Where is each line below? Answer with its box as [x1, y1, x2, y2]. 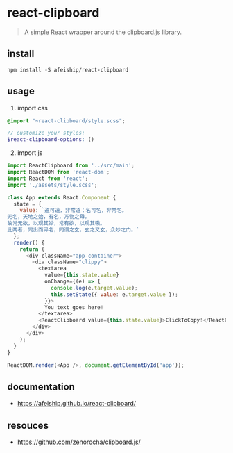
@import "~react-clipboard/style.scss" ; [7, 117, 126, 124]
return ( [19, 245, 45, 253]
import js [17, 149, 43, 157]
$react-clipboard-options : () [7, 136, 95, 143]
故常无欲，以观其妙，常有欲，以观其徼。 [7, 220, 105, 227]
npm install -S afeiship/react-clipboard [7, 66, 129, 74]
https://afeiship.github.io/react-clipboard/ [17, 400, 137, 408]
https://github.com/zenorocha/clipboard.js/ [17, 438, 141, 446]
